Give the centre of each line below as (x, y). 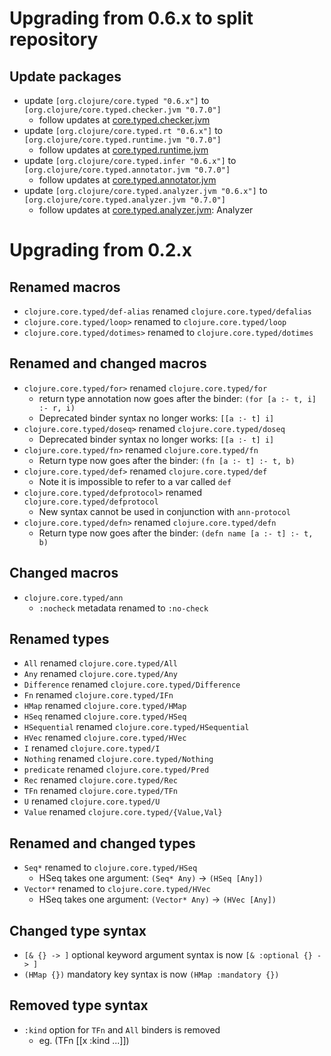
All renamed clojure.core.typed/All (100, 663)
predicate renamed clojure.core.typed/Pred (116, 769)
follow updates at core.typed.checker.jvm (124, 120)
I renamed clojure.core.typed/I (92, 748)
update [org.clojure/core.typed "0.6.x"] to (116, 100)
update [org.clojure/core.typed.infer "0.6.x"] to (130, 160)
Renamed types (59, 639)
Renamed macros (65, 287)
